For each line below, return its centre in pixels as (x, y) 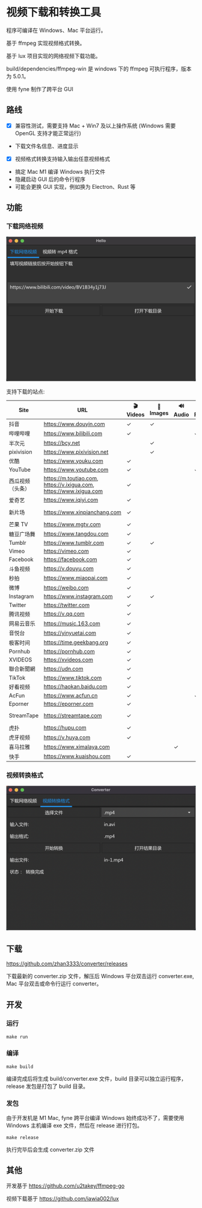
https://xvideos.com (68, 660)
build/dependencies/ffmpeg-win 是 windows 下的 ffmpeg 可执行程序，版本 (99, 68)
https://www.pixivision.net (76, 452)
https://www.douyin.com (74, 424)
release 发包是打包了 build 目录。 (47, 1086)
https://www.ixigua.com (73, 491)
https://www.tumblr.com (74, 542)
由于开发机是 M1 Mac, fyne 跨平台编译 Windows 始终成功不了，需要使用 (95, 1117)
